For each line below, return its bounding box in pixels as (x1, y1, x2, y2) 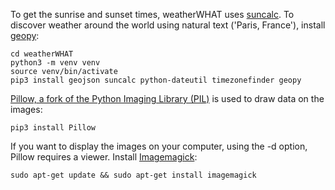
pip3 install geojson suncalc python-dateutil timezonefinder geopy (10, 75, 302, 85)
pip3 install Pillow (10, 123, 97, 133)
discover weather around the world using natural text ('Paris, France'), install (10, 19, 326, 31)
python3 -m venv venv (10, 58, 101, 68)
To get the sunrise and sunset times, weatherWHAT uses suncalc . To (10, 9, 295, 20)
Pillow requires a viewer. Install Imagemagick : (10, 151, 198, 163)
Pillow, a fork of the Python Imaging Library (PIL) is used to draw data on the (10, 93, 325, 104)
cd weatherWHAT (10, 49, 74, 59)
